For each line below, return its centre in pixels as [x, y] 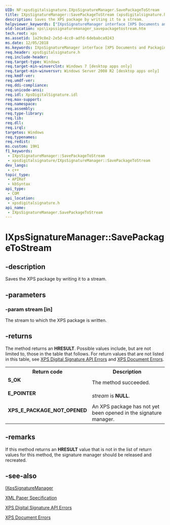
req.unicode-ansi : [25, 90]
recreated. [16, 460]
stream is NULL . [111, 395]
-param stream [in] [29, 309]
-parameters [26, 295]
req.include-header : [27, 57]
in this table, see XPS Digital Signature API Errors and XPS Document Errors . [85, 359]
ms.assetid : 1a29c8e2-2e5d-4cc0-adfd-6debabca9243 [60, 38]
